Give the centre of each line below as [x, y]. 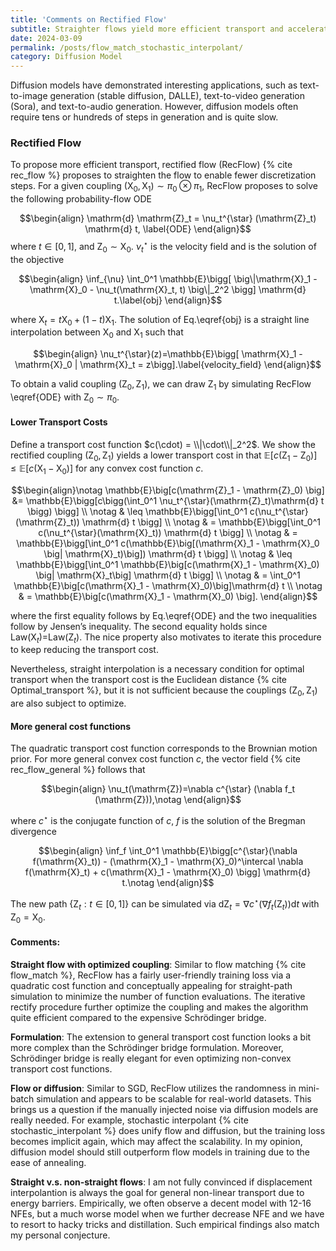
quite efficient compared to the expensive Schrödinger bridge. [138, 1017]
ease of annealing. [48, 1162]
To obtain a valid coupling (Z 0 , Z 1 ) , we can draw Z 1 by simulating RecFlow [161, 385]
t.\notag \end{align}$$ [168, 883]
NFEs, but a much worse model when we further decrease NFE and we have [167, 1213]
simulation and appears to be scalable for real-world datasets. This [174, 1098]
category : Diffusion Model [66, 57]
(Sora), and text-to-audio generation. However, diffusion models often [154, 107]
